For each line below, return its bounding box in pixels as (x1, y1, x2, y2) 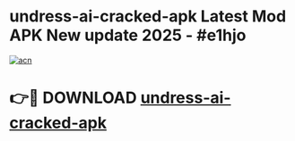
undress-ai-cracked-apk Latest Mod (9, 6, 287, 27)
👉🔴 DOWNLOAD (9, 87, 137, 108)
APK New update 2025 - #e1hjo (9, 25, 247, 46)
